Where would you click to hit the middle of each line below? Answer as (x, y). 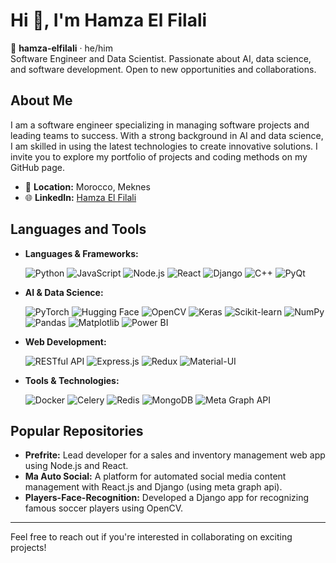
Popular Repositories (77, 430)
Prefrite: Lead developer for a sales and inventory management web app (175, 455)
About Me (41, 100)
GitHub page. (37, 167)
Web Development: (65, 341)
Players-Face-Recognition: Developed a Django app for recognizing (167, 498)
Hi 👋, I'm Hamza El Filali (109, 20)
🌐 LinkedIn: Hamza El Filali (80, 197)
